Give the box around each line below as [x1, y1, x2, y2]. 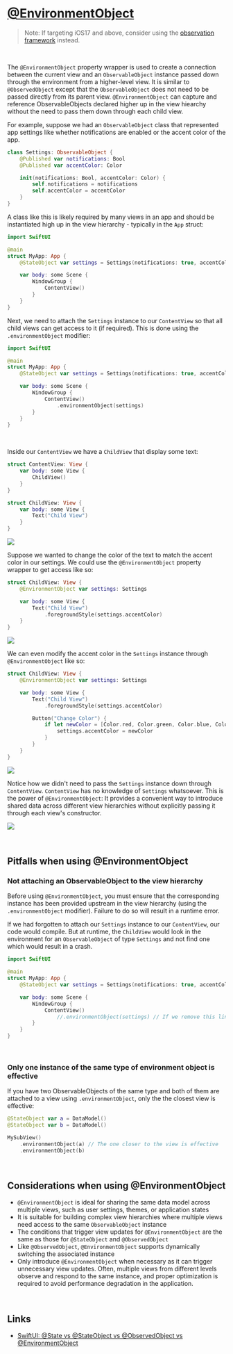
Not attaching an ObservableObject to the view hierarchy [7, 876, 203, 886]
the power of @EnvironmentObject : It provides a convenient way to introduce [7, 794, 223, 802]
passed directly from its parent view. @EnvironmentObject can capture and [7, 92, 217, 101]
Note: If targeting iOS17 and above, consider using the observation [24, 28, 215, 37]
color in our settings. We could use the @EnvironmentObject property [7, 558, 202, 566]
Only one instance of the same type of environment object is [7, 1062, 215, 1072]
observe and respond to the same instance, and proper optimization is [17, 1272, 218, 1280]
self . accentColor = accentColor [32, 187, 126, 195]
